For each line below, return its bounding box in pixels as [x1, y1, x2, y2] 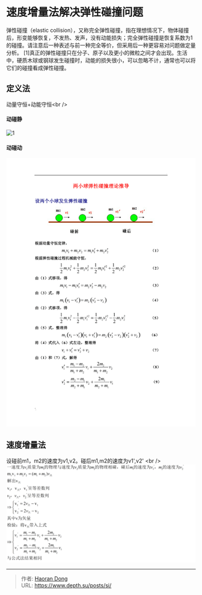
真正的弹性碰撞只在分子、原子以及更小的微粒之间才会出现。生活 [29, 49, 188, 56]
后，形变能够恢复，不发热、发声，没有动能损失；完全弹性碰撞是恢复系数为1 [6, 34, 193, 41]
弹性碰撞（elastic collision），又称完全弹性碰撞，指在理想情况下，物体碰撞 [6, 26, 189, 34]
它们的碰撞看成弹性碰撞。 [6, 64, 70, 71]
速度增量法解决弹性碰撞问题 [6, 5, 144, 19]
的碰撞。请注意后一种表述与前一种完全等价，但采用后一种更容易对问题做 [6, 42, 185, 49]
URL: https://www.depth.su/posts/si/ [20, 582, 112, 589]
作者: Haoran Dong [20, 575, 68, 582]
